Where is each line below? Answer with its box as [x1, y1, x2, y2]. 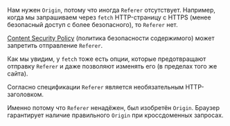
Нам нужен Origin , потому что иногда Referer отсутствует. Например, [7, 6, 216, 14]
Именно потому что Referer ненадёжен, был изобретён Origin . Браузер [7, 104, 220, 111]
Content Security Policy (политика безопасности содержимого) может [7, 34, 215, 42]
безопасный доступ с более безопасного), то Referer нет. [7, 21, 178, 28]
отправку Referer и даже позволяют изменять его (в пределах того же [7, 62, 218, 70]
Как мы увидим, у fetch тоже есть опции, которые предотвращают [7, 55, 206, 63]
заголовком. [7, 90, 44, 98]
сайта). [7, 69, 28, 78]
